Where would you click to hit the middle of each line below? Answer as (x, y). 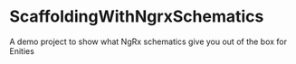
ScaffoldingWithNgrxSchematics (137, 17)
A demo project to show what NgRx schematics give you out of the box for (148, 41)
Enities (22, 50)
